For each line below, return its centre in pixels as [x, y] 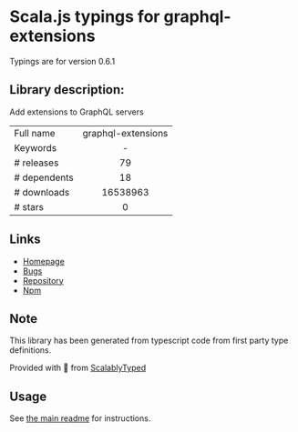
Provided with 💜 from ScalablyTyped [78, 368]
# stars [29, 206]
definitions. [31, 350]
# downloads [42, 192]
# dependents [44, 177]
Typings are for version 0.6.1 [62, 61]
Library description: [67, 90]
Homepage [44, 261]
